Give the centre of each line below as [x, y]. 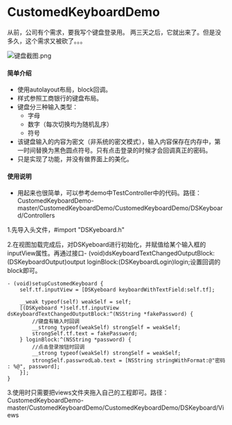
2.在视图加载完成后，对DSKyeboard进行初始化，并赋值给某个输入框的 [107, 244]
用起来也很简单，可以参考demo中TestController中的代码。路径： [109, 193]
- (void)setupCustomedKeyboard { [55, 284]
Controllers [39, 215]
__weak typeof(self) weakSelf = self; [75, 302]
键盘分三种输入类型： [47, 107]
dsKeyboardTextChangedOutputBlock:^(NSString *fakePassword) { [100, 314]
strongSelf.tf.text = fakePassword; [85, 334]
